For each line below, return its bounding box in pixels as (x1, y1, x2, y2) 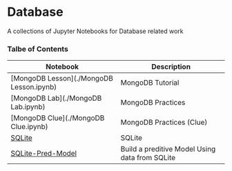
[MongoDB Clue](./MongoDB (10, 113, 105, 123)
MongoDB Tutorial (120, 78, 180, 88)
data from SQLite (120, 153, 176, 163)
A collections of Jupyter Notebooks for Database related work (7, 27, 184, 35)
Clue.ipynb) (10, 122, 48, 132)
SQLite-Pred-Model (10, 149, 77, 159)
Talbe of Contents (7, 44, 69, 54)
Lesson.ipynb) (10, 82, 57, 92)
